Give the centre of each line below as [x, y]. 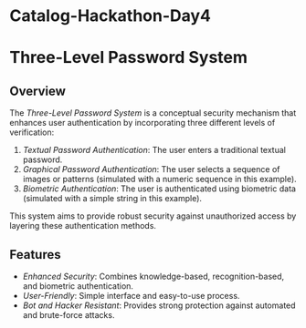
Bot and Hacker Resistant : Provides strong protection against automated [159, 305]
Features [35, 255]
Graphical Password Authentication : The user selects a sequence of [151, 169]
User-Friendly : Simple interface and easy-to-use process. [131, 296]
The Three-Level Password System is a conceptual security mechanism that [153, 113]
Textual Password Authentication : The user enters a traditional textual [154, 150]
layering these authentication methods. [83, 226]
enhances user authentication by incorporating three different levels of [142, 123]
